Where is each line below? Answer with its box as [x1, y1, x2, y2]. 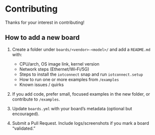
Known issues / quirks [19, 82, 64, 87]
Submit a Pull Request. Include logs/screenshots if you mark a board [12, 120, 149, 126]
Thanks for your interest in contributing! [5, 19, 85, 25]
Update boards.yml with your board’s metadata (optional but [12, 105, 132, 111]
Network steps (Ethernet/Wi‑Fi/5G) [19, 66, 89, 72]
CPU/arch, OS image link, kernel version [19, 61, 100, 67]
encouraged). [12, 111, 40, 117]
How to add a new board [5, 34, 80, 42]
